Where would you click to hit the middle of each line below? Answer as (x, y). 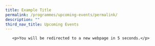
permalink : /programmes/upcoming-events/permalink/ (61, 15)
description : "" (23, 19)
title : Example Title (28, 10)
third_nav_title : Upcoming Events (42, 24)
